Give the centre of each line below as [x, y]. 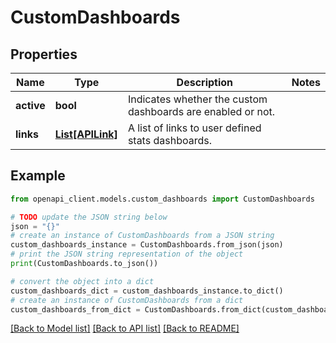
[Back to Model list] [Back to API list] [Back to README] [125, 328]
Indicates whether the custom [197, 99]
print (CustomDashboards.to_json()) [84, 264]
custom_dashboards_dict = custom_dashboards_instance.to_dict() [147, 291]
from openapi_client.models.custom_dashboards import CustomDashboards [162, 199]
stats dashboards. [169, 140]
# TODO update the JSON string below [89, 217]
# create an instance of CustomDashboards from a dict [127, 300]
